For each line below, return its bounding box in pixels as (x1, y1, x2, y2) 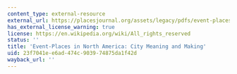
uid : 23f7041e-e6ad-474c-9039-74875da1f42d (7, 50, 138, 57)
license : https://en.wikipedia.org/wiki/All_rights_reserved (7, 30, 191, 37)
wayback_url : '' (7, 56, 55, 63)
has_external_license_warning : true (7, 23, 115, 30)
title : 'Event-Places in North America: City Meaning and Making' (7, 43, 207, 50)
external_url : (7, 17, 49, 24)
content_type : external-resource (7, 10, 106, 18)
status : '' (7, 37, 39, 44)
